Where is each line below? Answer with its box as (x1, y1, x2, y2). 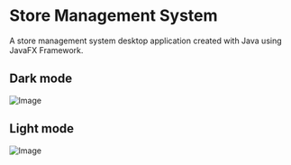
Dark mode (9, 71, 73, 87)
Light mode (9, 121, 75, 136)
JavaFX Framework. (9, 44, 84, 55)
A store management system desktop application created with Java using (9, 35, 282, 46)
